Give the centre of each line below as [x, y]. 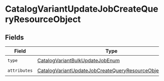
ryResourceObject [43, 19]
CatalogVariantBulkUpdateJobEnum [79, 61]
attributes [20, 70]
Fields [15, 37]
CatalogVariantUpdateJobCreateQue [82, 9]
